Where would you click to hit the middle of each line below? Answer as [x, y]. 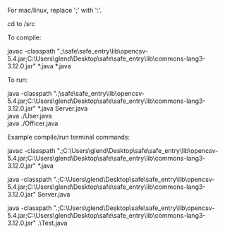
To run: [18, 80]
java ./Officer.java [33, 123]
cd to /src [21, 24]
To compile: [24, 37]
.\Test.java [53, 223]
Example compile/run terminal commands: [69, 137]
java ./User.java [30, 116]
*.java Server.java [63, 108]
